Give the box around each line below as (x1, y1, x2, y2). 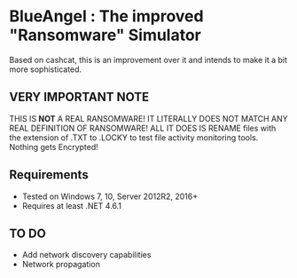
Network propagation (21, 259, 100, 270)
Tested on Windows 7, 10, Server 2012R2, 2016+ (21, 191, 198, 202)
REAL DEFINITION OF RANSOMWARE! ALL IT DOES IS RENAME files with (9, 123, 277, 133)
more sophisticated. (9, 64, 82, 75)
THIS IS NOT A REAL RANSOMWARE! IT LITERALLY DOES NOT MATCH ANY (9, 113, 288, 123)
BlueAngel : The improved (9, 6, 204, 27)
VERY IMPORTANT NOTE (9, 90, 150, 105)
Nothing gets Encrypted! (9, 141, 99, 152)
